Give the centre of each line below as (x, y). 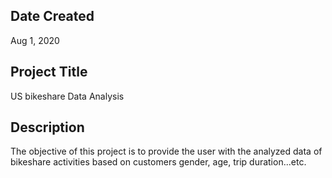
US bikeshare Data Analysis (67, 96)
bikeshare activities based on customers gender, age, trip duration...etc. (158, 162)
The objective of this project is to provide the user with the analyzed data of (166, 151)
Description (47, 127)
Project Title (49, 72)
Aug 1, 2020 (35, 40)
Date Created (52, 16)
